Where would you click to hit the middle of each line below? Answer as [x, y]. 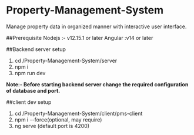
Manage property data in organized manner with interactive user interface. [96, 26]
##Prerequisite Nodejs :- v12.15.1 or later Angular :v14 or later [80, 38]
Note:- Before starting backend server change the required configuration [97, 84]
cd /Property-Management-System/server [66, 60]
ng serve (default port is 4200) [52, 126]
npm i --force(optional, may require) [58, 119]
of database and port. [33, 90]
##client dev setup [29, 102]
